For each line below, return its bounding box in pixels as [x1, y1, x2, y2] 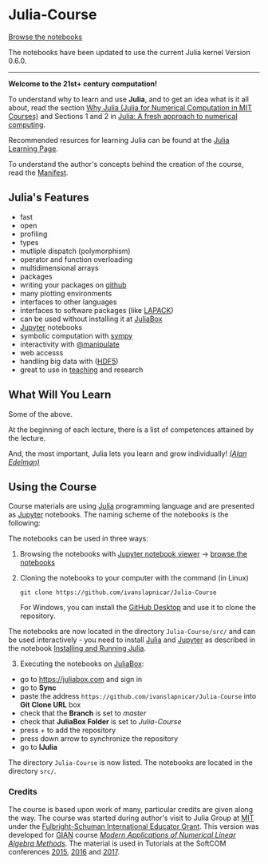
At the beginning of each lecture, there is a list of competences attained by [8, 425, 254, 434]
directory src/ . [8, 767, 57, 776]
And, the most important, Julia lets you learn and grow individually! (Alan [8, 449, 247, 458]
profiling [19, 229, 48, 239]
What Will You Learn [8, 388, 112, 402]
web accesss [19, 347, 64, 357]
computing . [8, 120, 46, 129]
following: [8, 518, 41, 528]
